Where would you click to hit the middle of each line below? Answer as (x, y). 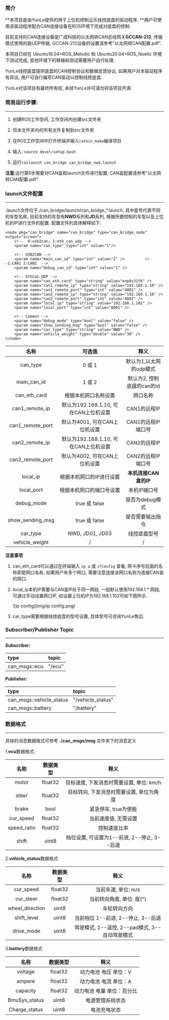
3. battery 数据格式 (24, 949)
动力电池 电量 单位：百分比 (105, 991)
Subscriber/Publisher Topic (39, 629)
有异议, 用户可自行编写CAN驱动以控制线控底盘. (54, 77)
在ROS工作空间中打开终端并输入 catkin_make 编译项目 (67, 140)
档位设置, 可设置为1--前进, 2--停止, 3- (113, 838)
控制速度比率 (113, 828)
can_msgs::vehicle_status (38, 700)
